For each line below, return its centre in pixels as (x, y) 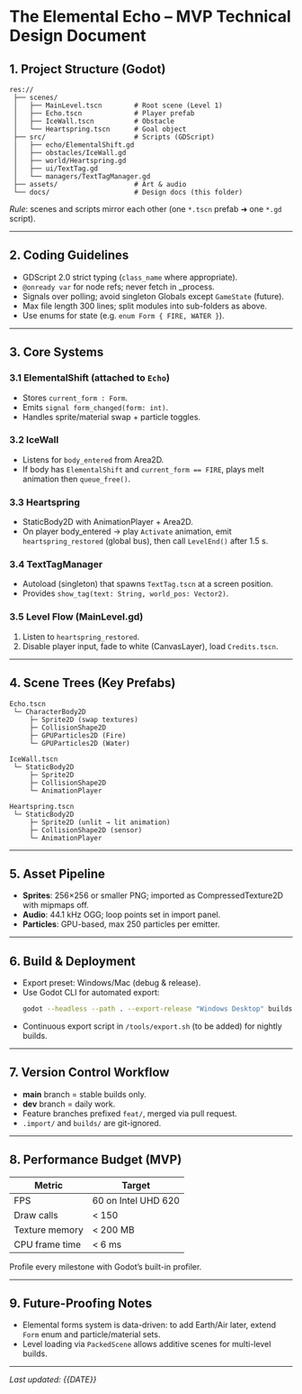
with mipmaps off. (56, 905)
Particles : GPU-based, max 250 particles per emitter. (121, 924)
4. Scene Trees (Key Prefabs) (93, 683)
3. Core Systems (57, 352)
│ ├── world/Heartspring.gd (70, 160)
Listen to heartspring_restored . (81, 637)
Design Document (78, 36)
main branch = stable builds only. (84, 1094)
